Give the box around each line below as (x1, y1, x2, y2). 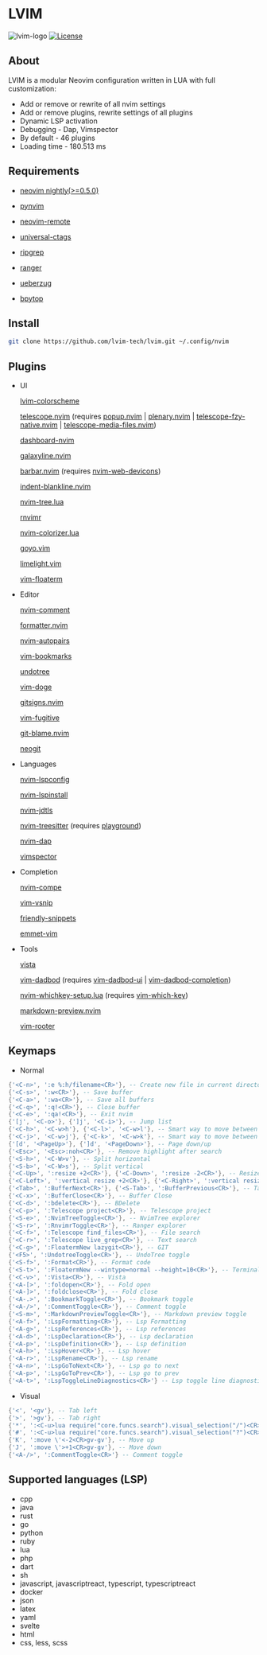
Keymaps (8, 1044, 56, 1058)
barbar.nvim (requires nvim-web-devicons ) (19, 466, 161, 476)
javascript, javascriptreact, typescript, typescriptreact (19, 1579, 196, 1588)
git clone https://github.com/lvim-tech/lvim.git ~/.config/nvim (8, 337, 229, 346)
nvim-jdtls (19, 805, 53, 816)
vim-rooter (19, 1022, 56, 1031)
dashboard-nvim (19, 435, 75, 446)
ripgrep (19, 247, 44, 257)
